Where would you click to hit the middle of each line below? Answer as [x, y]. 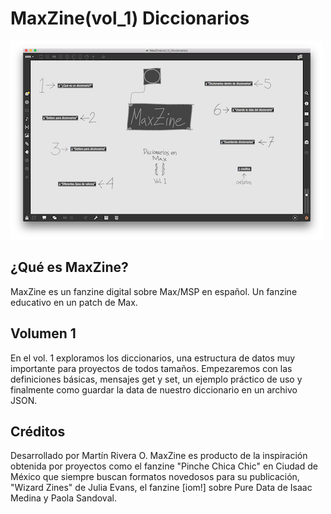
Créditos [38, 431]
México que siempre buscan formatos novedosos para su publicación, [155, 477]
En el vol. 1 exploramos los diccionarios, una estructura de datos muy [153, 358]
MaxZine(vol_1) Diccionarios [130, 18]
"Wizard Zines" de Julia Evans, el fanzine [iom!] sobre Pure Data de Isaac [161, 488]
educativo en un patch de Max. [74, 302]
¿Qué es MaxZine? [69, 267]
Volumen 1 [43, 333]
